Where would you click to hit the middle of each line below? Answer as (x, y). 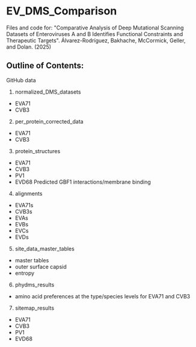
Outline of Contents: (45, 66)
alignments (29, 193)
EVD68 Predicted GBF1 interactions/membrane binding (83, 182)
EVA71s (24, 205)
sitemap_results (35, 308)
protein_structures (38, 151)
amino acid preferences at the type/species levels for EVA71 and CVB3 (103, 296)
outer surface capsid (41, 267)
